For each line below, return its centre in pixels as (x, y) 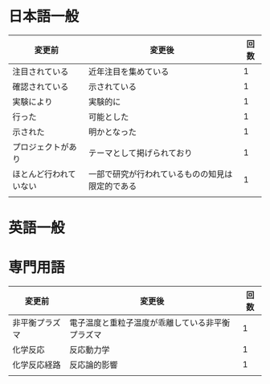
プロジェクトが (41, 147)
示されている (112, 87)
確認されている (41, 87)
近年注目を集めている (129, 71)
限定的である (112, 186)
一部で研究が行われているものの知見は (160, 174)
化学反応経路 (37, 365)
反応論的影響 (94, 365)
